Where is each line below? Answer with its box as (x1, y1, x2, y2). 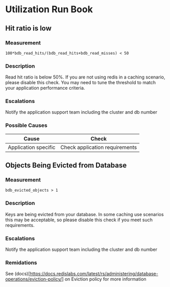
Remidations (5, 259, 37, 266)
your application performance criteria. (5, 85, 85, 91)
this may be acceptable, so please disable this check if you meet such (5, 217, 153, 223)
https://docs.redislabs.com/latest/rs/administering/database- (30, 271, 158, 277)
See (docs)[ (5, 271, 30, 277)
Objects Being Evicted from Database (5, 161, 127, 170)
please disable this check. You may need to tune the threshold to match (5, 80, 156, 86)
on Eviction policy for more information (64, 276, 147, 282)
